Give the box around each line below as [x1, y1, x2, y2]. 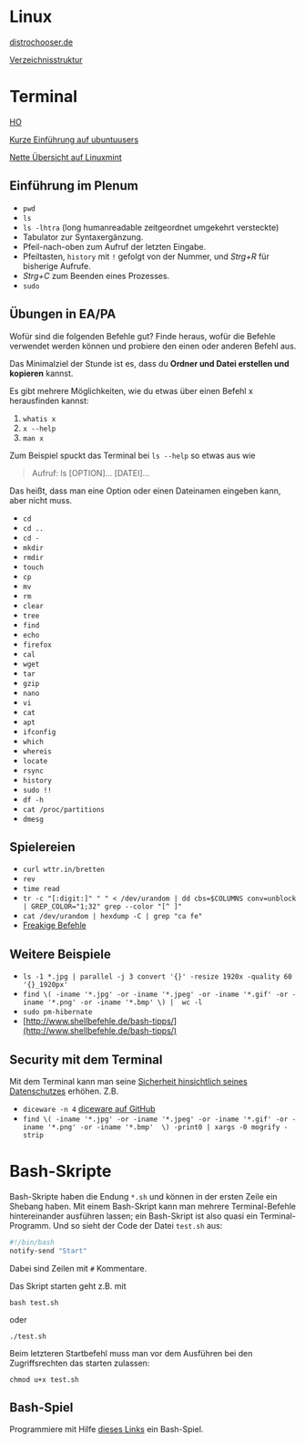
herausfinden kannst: [9, 395, 89, 406]
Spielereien [9, 839, 76, 855]
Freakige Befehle [22, 919, 86, 931]
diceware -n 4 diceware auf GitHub [22, 1103, 157, 1114]
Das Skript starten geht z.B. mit [9, 1280, 127, 1292]
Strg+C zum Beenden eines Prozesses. [22, 270, 170, 281]
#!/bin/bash [9, 1238, 55, 1247]
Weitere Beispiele [9, 946, 111, 961]
